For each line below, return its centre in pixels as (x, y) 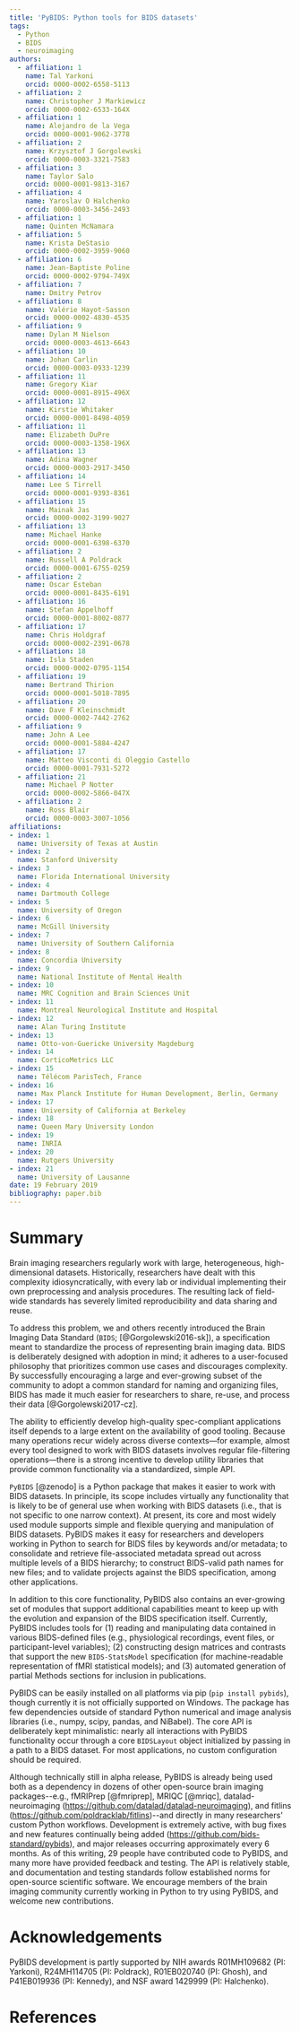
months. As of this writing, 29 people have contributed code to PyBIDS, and (149, 1853)
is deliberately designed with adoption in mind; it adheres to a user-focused (149, 1356)
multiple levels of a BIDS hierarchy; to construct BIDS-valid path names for (146, 1563)
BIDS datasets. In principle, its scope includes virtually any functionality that (149, 1496)
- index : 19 (31, 1136)
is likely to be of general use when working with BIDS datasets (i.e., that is (146, 1505)
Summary (46, 1238)
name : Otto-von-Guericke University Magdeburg (106, 1043)
